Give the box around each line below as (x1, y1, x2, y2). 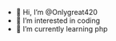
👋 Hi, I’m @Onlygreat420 (15, 8, 98, 17)
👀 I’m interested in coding (15, 16, 101, 25)
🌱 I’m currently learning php (15, 24, 108, 33)
